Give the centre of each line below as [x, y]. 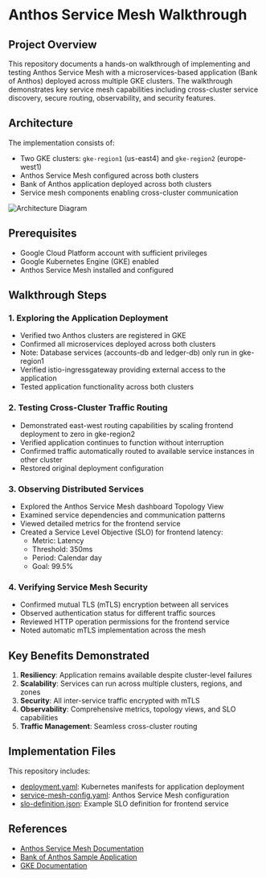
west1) [31, 167]
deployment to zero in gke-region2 [78, 434]
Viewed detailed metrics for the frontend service [100, 523]
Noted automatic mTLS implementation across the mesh [113, 630]
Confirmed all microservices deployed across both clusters [118, 344]
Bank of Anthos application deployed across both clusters [116, 183]
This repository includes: [49, 771]
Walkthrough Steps [57, 295]
